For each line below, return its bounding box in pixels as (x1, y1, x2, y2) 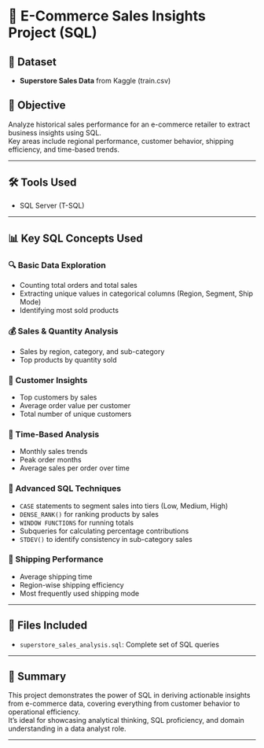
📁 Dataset (8, 55, 57, 68)
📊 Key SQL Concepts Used (8, 232, 143, 245)
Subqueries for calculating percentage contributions (19, 526, 189, 536)
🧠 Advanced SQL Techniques (8, 483, 122, 494)
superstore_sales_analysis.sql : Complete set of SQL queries (19, 639, 220, 649)
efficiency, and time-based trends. (8, 145, 120, 154)
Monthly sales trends (19, 447, 88, 456)
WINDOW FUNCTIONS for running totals (19, 518, 134, 527)
